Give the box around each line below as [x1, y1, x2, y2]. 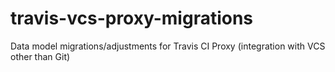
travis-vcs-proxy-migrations [10, 7, 254, 30]
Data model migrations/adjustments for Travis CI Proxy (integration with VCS [10, 40, 326, 52]
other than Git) [10, 50, 71, 62]
